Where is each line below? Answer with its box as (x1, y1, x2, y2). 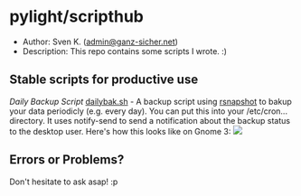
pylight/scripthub (9, 6, 145, 27)
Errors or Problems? (9, 152, 125, 168)
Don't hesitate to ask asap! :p (9, 176, 118, 187)
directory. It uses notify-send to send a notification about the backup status (9, 115, 291, 126)
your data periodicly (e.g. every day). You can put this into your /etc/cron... (9, 106, 287, 117)
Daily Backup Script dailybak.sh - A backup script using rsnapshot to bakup (9, 96, 292, 107)
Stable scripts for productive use (9, 72, 199, 88)
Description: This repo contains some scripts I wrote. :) (22, 45, 228, 56)
